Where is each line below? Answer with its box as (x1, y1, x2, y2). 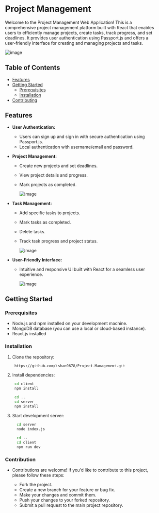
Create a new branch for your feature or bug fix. (19, 487, 115, 493)
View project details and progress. (19, 172, 88, 178)
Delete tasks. (19, 228, 46, 234)
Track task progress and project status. (19, 238, 98, 244)
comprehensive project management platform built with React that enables (5, 24, 154, 30)
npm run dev (16, 445, 41, 450)
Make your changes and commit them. (19, 492, 96, 498)
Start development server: (12, 412, 64, 418)
